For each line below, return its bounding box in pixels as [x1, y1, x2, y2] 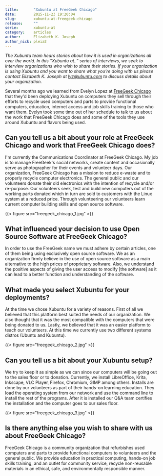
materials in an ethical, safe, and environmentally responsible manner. [5, 465, 145, 471]
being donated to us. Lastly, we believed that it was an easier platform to [5, 322, 151, 328]
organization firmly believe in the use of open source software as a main [5, 256, 150, 262]
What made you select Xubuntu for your [5, 285, 130, 294]
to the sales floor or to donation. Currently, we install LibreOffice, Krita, [5, 375, 147, 380]
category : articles [5, 30, 51, 35]
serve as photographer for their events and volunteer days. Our [5, 165, 132, 171]
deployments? [5, 293, 50, 301]
